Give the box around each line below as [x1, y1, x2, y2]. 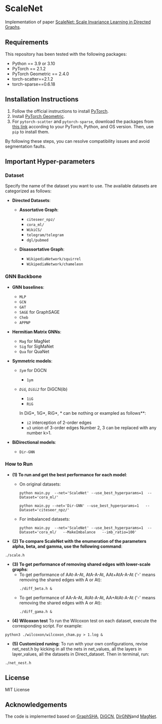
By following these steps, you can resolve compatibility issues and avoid [5, 138, 150, 144]
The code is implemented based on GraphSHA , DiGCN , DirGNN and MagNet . [5, 713, 158, 719]
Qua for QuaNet [19, 348, 49, 354]
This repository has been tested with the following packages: [5, 51, 127, 57]
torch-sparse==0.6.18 [12, 81, 56, 87]
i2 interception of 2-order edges [26, 420, 92, 425]
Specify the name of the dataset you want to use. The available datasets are [5, 183, 157, 189]
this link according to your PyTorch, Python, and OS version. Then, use [12, 123, 154, 129]
